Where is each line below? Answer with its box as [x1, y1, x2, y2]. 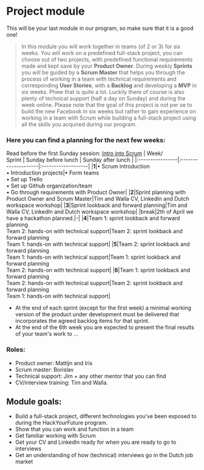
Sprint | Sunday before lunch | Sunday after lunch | [6, 156, 134, 164]
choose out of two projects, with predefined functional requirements [21, 56, 193, 63]
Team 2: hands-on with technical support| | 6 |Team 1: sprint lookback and [6, 267, 191, 274]
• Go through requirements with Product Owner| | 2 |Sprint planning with [6, 189, 186, 196]
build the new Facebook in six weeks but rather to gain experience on [21, 107, 196, 115]
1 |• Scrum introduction [93, 163, 150, 170]
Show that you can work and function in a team [15, 425, 134, 433]
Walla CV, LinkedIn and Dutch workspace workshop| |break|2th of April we [6, 208, 194, 215]
